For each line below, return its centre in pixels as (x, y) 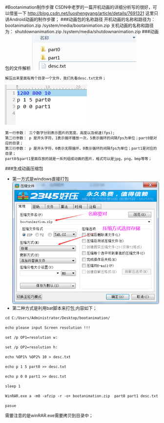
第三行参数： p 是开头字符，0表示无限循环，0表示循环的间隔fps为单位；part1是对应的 (81, 148)
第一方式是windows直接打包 (41, 179)
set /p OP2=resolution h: (31, 347)
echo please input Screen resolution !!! (48, 328)
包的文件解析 (18, 68)
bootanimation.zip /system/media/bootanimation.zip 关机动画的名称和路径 (79, 25)
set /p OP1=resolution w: (31, 337)
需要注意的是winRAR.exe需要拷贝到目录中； (49, 415)
